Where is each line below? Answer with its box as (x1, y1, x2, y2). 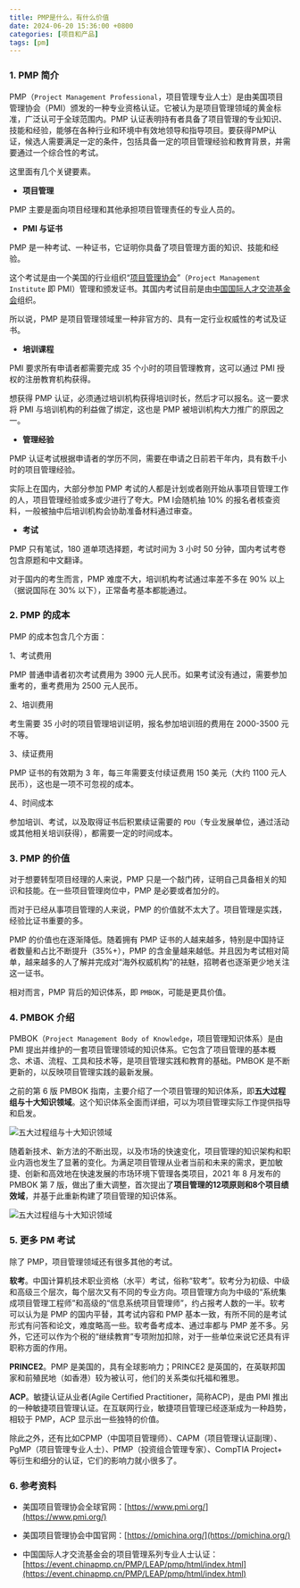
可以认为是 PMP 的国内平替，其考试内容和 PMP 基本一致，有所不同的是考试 (9, 1308, 287, 1319)
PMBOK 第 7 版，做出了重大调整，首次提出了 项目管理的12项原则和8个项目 (9, 1180, 281, 1191)
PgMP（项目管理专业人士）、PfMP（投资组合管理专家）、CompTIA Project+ (9, 1443, 283, 1454)
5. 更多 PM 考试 (9, 1234, 76, 1247)
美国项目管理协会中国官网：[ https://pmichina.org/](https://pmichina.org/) (21, 1530, 291, 1541)
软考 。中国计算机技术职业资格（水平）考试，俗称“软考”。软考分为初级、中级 (9, 1275, 290, 1286)
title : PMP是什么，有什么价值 (9, 13, 110, 22)
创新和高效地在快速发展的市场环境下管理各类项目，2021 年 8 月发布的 (24, 1168, 281, 1179)
